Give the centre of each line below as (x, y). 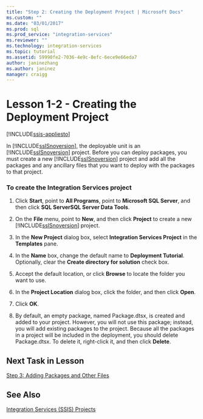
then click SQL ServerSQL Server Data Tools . (72, 207)
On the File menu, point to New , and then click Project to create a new (104, 219)
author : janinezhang (33, 63)
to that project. (25, 172)
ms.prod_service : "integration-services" (60, 35)
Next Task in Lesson (45, 361)
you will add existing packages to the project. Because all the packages (105, 329)
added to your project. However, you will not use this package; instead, (104, 322)
